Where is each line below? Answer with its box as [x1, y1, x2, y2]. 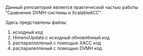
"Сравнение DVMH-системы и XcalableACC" [5, 10, 102, 16]
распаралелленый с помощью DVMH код [12, 45, 102, 51]
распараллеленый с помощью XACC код [12, 40, 101, 46]
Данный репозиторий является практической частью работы [5, 5, 138, 10]
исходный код [12, 29, 43, 35]
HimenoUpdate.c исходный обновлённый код [12, 35, 110, 40]
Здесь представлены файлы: [5, 20, 67, 25]
